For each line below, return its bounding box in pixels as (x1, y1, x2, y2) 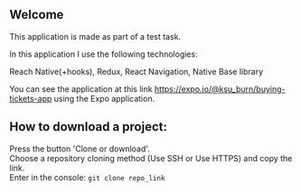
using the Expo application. (53, 93, 155, 104)
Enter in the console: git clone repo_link (9, 171, 165, 183)
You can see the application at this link (9, 83, 153, 94)
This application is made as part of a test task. (9, 31, 182, 41)
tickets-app (9, 93, 52, 104)
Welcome (9, 7, 64, 23)
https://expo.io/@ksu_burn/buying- (154, 83, 287, 94)
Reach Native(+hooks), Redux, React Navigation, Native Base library (9, 66, 264, 77)
